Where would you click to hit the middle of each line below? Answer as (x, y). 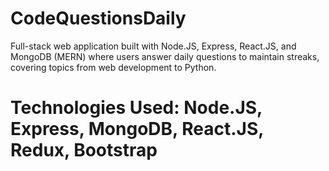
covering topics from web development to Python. (113, 67)
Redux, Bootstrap (84, 150)
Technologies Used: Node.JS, (136, 108)
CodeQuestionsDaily (98, 18)
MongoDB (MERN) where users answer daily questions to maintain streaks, (165, 56)
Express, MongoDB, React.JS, (137, 129)
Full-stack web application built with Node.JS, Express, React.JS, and (153, 46)
